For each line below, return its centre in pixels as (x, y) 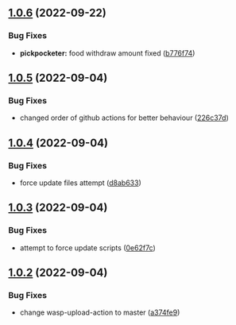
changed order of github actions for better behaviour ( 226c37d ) (124, 118)
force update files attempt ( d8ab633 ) (80, 183)
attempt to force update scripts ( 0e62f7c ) (88, 248)
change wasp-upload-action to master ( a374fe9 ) (100, 312)
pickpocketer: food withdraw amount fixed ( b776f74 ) (107, 53)
